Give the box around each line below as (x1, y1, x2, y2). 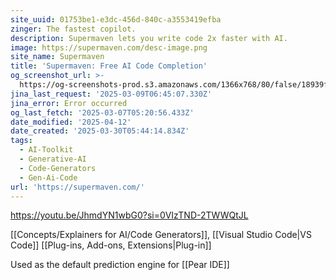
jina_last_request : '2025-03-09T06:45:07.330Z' (10, 89, 213, 99)
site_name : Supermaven (10, 52, 105, 62)
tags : (10, 136, 33, 146)
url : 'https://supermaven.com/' (10, 182, 145, 192)
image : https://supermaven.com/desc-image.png (10, 42, 208, 53)
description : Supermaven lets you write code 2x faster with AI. (10, 33, 288, 43)
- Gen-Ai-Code (19, 172, 78, 183)
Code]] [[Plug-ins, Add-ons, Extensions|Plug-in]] (10, 239, 212, 251)
